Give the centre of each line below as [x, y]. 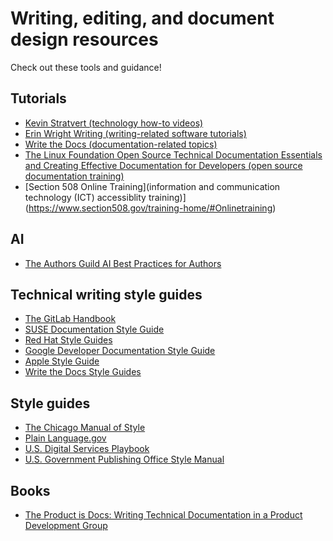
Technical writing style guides [106, 294]
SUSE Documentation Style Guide [94, 329]
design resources [84, 39]
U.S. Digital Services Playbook [87, 449]
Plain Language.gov [65, 438]
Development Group [66, 525]
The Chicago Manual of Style [85, 428]
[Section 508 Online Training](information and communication [152, 186]
